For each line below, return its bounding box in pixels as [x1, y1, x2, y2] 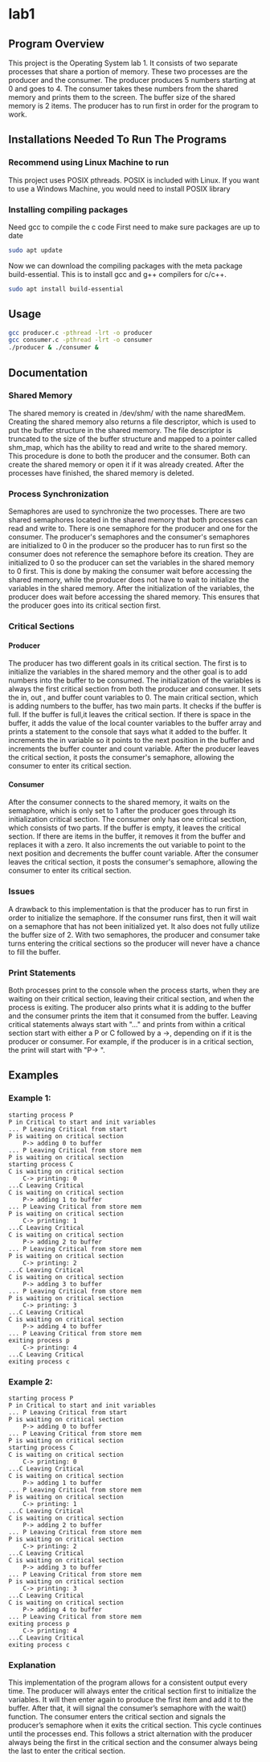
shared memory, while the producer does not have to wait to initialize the [8, 575, 250, 584]
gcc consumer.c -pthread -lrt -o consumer [8, 336, 153, 345]
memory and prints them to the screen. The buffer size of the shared [8, 93, 235, 101]
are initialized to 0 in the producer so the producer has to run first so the [8, 541, 247, 551]
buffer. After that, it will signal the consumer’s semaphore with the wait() [8, 1703, 247, 1713]
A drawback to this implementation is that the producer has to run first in [8, 904, 249, 914]
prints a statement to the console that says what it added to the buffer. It [8, 727, 247, 737]
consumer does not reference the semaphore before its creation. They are [8, 549, 255, 559]
